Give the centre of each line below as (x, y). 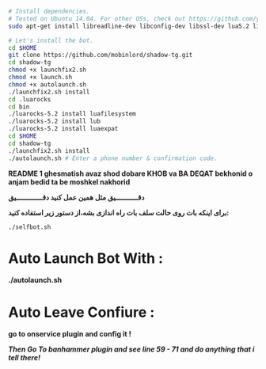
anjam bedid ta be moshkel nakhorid (69, 181)
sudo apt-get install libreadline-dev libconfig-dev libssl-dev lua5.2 (129, 26)
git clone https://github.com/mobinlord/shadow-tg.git (101, 55)
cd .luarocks (30, 99)
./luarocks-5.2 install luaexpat (63, 129)
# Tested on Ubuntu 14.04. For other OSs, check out (97, 19)
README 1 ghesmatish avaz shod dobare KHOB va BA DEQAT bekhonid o (131, 173)
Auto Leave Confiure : (82, 312)
